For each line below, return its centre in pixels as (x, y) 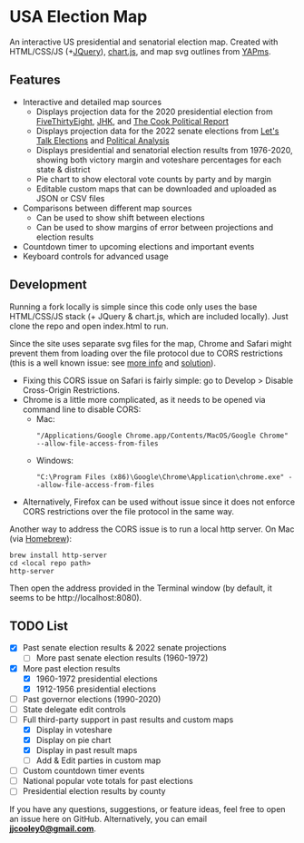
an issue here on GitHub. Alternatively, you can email (108, 819)
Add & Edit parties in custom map (98, 760)
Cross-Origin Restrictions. (71, 390)
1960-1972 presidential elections (97, 679)
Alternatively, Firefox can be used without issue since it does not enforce (159, 502)
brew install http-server (58, 555)
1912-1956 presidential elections (96, 689)
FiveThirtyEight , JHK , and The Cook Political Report (132, 121)
